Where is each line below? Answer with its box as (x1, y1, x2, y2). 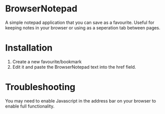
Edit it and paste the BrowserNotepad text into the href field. (12, 64, 136, 70)
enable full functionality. (5, 103, 55, 109)
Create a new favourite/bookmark (12, 58, 82, 65)
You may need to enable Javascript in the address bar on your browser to (5, 98, 156, 104)
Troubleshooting (5, 82, 76, 93)
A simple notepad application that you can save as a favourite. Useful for (5, 19, 155, 25)
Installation (5, 42, 53, 54)
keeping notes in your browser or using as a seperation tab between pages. (5, 24, 161, 30)
